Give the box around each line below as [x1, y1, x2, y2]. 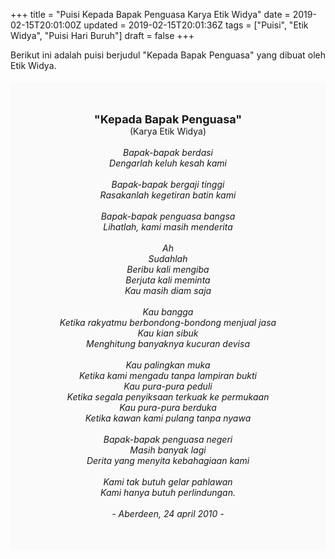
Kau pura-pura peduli [123, 380, 213, 392]
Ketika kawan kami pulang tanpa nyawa [84, 412, 252, 424]
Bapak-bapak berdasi [122, 147, 214, 158]
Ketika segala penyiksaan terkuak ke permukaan [66, 391, 270, 403]
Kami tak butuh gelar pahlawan [103, 476, 233, 488]
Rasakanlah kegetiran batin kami [99, 189, 237, 201]
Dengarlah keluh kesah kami [109, 157, 227, 169]
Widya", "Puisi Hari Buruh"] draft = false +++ [10, 30, 195, 41]
